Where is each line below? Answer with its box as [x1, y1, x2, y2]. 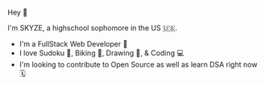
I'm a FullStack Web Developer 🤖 [19, 39, 128, 48]
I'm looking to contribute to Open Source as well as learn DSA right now [19, 60, 258, 69]
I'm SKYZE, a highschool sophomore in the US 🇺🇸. [7, 23, 178, 32]
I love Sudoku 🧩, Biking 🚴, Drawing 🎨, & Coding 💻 [19, 48, 184, 58]
